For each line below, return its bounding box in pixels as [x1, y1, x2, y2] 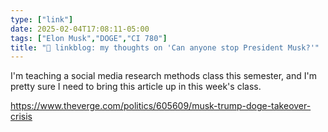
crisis [10, 111, 33, 123]
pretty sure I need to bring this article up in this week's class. [10, 81, 262, 93]
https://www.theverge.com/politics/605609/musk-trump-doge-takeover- [10, 100, 312, 112]
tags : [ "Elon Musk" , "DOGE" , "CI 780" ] [10, 33, 168, 43]
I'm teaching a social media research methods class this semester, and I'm [10, 70, 317, 82]
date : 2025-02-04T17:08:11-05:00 [10, 24, 150, 34]
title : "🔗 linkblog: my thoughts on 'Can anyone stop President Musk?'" [10, 42, 320, 53]
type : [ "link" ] [10, 14, 74, 25]
